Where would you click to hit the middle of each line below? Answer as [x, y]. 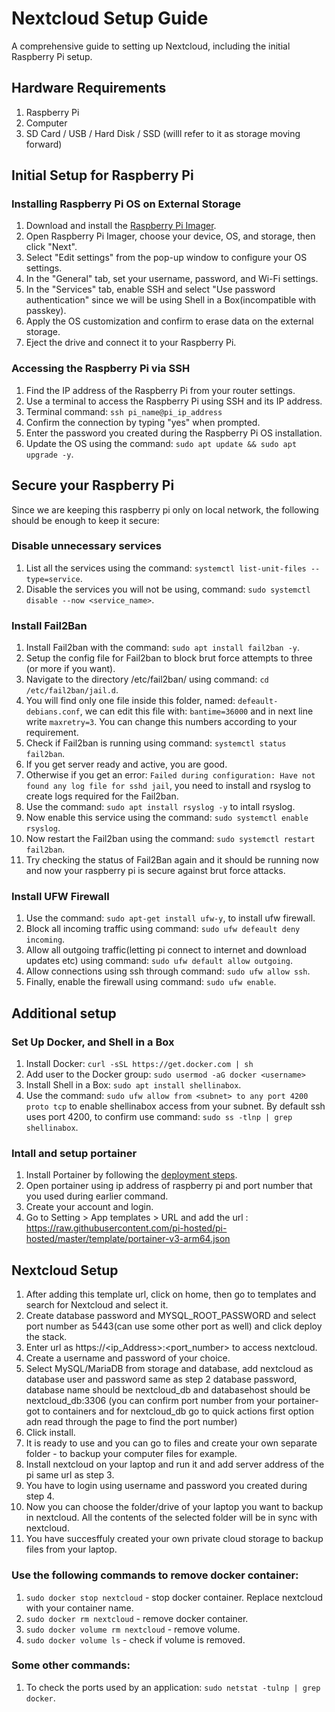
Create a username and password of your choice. [128, 1358]
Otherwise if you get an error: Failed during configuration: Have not [170, 775]
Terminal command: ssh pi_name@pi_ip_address [124, 411]
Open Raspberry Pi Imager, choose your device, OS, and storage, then [170, 236]
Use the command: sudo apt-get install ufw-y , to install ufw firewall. [170, 918]
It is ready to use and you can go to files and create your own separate [171, 1443]
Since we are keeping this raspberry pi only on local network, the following [165, 509]
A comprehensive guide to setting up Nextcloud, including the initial [151, 46]
